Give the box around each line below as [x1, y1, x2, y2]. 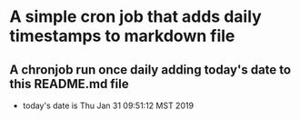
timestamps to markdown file [9, 25, 235, 46]
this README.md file [9, 75, 129, 92]
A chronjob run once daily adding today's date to [9, 62, 292, 77]
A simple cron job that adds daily [9, 6, 262, 27]
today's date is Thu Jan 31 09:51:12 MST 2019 [22, 100, 194, 111]
